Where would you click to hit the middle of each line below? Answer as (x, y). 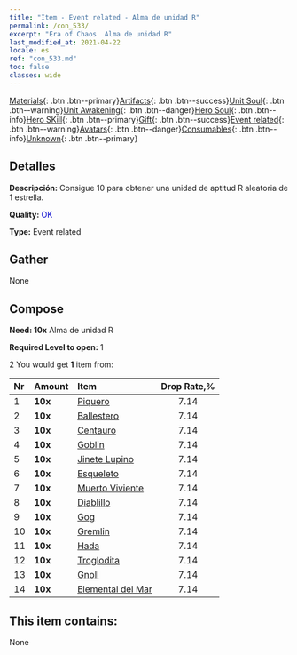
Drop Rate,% (188, 387)
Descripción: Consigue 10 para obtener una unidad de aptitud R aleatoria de (149, 188)
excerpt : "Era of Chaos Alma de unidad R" (91, 34)
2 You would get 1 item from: (61, 364)
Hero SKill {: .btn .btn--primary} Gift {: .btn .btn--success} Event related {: (155, 119)
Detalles (32, 167)
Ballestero (98, 416)
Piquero (93, 402)
